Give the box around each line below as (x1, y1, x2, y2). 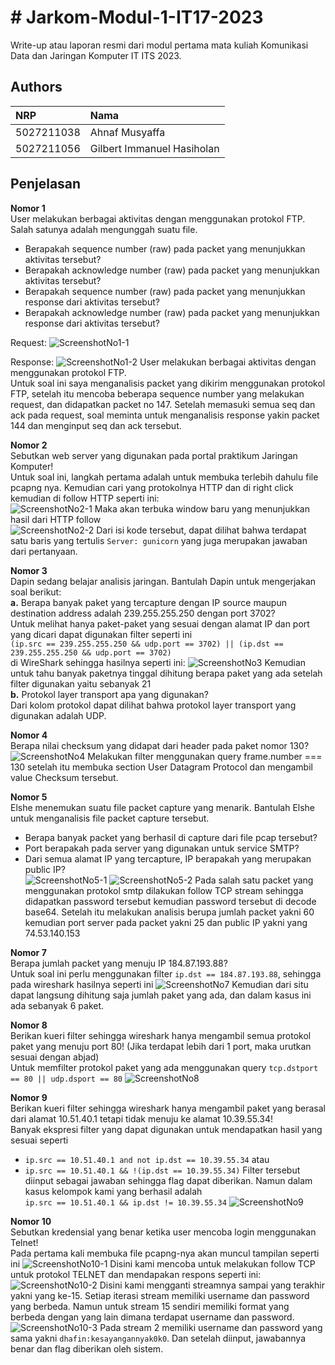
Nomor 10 (10, 1215, 52, 1227)
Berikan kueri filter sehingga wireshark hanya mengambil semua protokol (10, 1029, 312, 1041)
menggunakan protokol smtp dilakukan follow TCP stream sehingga (24, 884, 304, 896)
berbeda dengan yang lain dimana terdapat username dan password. (10, 1311, 295, 1323)
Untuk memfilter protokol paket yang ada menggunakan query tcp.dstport (10, 1061, 319, 1073)
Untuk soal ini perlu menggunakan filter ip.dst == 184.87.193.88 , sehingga (10, 967, 322, 980)
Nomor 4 (10, 729, 48, 741)
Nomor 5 (10, 791, 48, 803)
